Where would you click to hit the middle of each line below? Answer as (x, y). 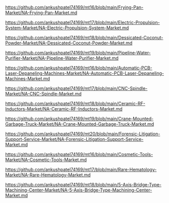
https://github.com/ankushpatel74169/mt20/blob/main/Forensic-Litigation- (83, 134)
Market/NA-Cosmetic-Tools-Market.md (46, 160)
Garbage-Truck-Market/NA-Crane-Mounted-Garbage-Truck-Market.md (80, 124)
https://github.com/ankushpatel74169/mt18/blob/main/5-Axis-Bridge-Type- (83, 185)
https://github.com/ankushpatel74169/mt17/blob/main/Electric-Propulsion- (82, 22)
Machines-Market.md (28, 79)
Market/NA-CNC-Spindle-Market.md (43, 94)
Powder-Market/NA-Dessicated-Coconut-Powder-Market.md (69, 43)
